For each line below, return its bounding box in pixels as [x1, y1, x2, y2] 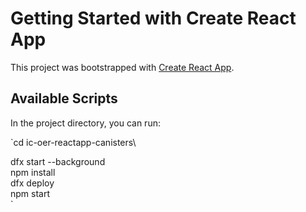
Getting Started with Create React [10, 7, 297, 30]
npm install [10, 166, 56, 178]
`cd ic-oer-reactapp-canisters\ [10, 136, 137, 148]
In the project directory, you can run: [10, 117, 161, 129]
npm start [10, 187, 51, 199]
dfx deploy [10, 177, 55, 189]
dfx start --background [10, 155, 106, 167]
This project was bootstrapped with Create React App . [10, 61, 235, 73]
